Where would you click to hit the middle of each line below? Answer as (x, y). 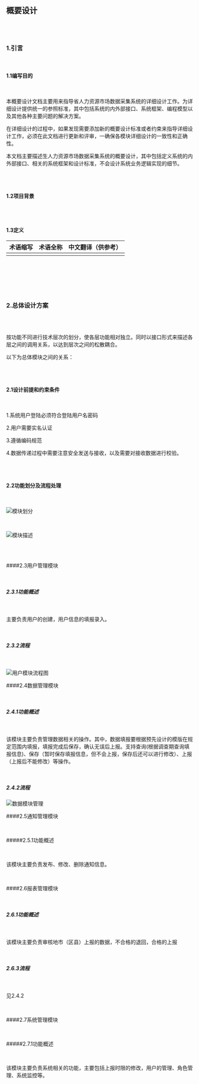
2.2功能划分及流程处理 (34, 485)
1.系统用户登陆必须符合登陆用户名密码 (52, 415)
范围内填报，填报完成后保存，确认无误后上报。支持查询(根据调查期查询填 (100, 747)
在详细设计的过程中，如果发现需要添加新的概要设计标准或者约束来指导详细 (97, 129)
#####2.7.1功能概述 (30, 1044)
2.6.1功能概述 (23, 915)
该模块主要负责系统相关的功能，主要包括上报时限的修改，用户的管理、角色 (97, 1068)
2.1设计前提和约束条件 (33, 389)
